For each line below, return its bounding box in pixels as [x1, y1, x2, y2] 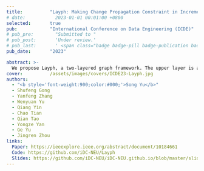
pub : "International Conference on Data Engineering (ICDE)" [6, 25, 194, 32]
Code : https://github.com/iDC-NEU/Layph [12, 149, 115, 155]
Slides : [12, 155, 32, 161]
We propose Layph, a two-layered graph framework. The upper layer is [12, 65, 194, 71]
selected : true [6, 20, 61, 26]
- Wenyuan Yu [12, 99, 45, 105]
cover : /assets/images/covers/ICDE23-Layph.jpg [6, 70, 154, 76]
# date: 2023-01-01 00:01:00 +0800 [6, 15, 123, 21]
